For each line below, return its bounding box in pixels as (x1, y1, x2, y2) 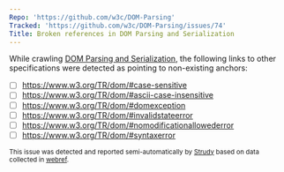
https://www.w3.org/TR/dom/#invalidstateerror (21, 109, 194, 120)
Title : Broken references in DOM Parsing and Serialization (9, 29, 235, 38)
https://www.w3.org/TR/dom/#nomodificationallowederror (21, 120, 235, 131)
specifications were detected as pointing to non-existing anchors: (9, 63, 249, 73)
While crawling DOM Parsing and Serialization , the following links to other (9, 54, 276, 64)
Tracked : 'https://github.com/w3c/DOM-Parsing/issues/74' (9, 21, 227, 30)
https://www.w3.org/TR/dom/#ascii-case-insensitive (21, 90, 214, 101)
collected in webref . (9, 155, 69, 164)
